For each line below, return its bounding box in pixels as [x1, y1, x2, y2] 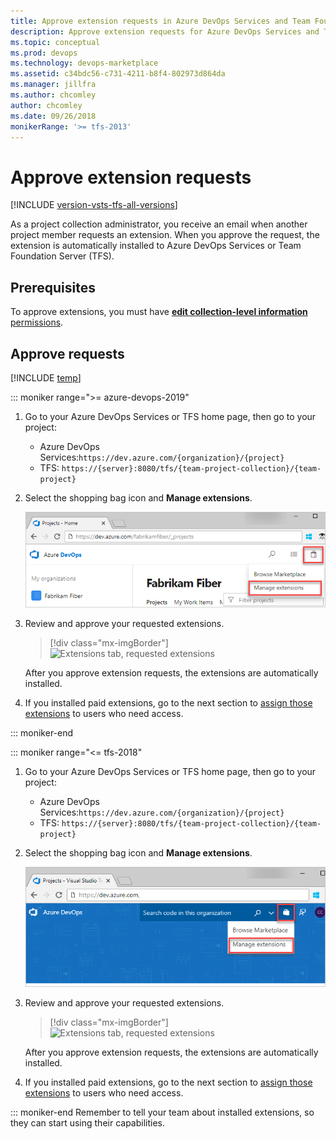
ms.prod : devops [10, 48, 78, 58]
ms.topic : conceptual [10, 37, 101, 47]
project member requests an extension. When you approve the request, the [10, 229, 320, 241]
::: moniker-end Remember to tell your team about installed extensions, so [10, 1106, 315, 1119]
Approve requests [10, 345, 125, 362]
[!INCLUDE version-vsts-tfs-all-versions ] [10, 199, 178, 211]
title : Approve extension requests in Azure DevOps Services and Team [10, 16, 311, 26]
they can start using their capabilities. [10, 1117, 166, 1129]
